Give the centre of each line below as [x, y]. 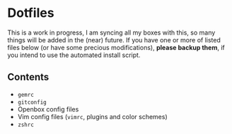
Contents [28, 77]
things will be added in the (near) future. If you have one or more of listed [114, 39]
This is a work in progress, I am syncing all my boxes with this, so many [111, 32]
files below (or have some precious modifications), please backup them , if [116, 47]
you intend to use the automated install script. [74, 55]
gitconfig [32, 102]
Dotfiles [31, 13]
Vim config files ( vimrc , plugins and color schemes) [92, 116]
